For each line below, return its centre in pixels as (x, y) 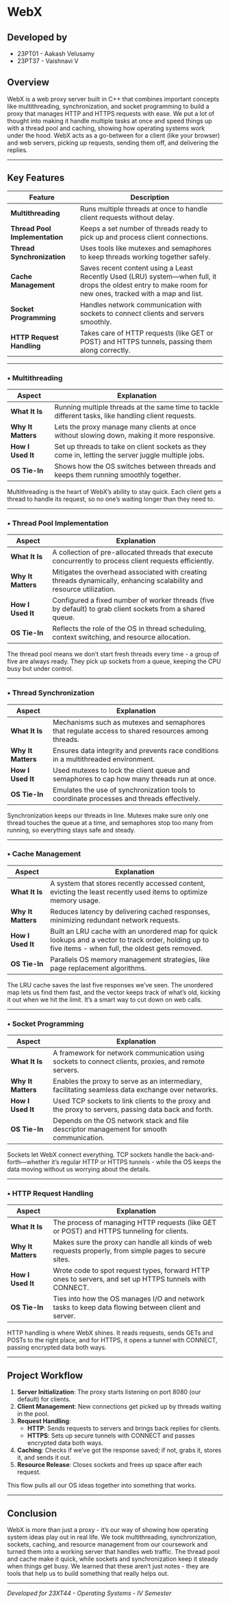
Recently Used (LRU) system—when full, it (148, 276)
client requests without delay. (127, 217)
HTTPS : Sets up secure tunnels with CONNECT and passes (111, 1435)
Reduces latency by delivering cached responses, (130, 911)
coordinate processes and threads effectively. (126, 798)
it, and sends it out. (44, 1457)
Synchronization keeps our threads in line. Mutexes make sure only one (108, 815)
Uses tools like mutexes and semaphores (146, 248)
